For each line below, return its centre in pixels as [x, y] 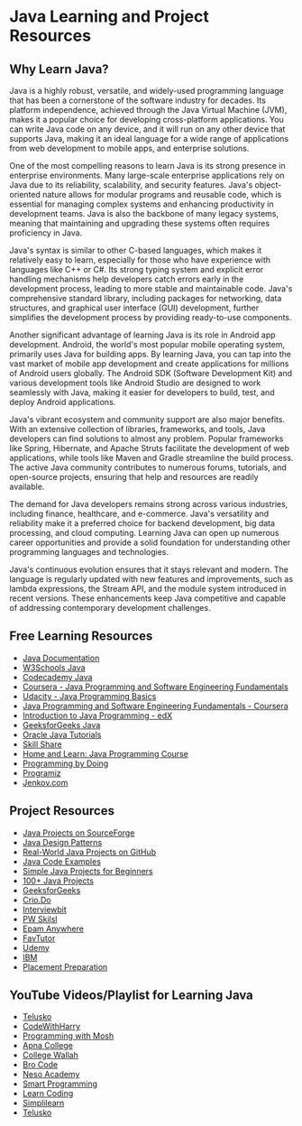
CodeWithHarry [51, 1027]
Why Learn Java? [59, 69]
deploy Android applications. [63, 402]
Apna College [48, 1046]
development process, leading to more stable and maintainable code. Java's [151, 289]
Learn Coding [48, 1094]
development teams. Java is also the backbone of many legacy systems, [144, 213]
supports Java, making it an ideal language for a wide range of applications [149, 138]
